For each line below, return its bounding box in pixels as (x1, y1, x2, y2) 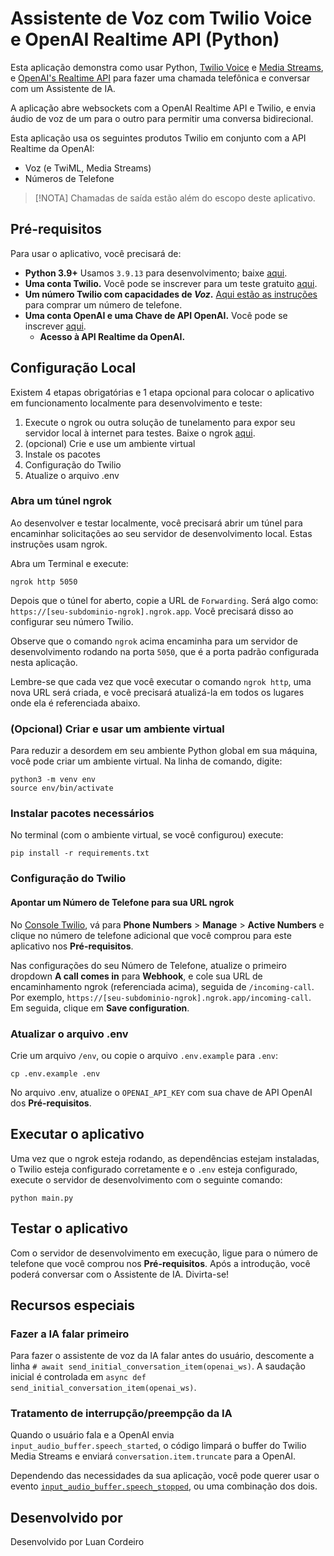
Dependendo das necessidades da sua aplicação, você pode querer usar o (10, 1470, 320, 1482)
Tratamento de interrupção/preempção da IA (10, 1407, 233, 1421)
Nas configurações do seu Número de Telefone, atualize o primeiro (10, 959, 287, 971)
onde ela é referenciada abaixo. (10, 697, 141, 709)
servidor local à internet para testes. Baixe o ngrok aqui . (24, 427, 256, 439)
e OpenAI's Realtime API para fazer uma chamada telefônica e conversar (10, 72, 311, 84)
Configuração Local (10, 360, 137, 377)
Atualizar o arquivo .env (10, 1027, 129, 1041)
